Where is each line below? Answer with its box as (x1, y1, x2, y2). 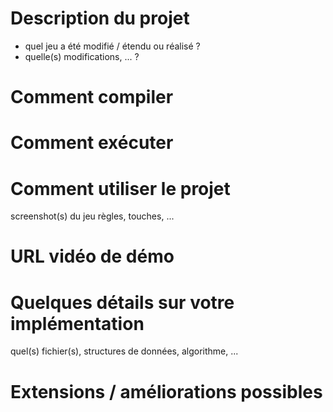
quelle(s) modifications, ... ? (24, 50, 140, 62)
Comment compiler (10, 86, 174, 109)
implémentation (10, 312, 145, 335)
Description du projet (10, 7, 190, 30)
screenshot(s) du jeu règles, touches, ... (10, 210, 175, 222)
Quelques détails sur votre (10, 291, 235, 314)
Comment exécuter (10, 132, 174, 154)
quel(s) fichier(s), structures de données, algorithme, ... (10, 345, 239, 357)
